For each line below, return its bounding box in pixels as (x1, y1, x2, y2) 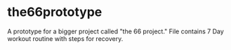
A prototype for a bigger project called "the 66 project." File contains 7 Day (7, 27, 225, 35)
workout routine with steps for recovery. (7, 34, 124, 42)
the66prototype (7, 4, 103, 20)
